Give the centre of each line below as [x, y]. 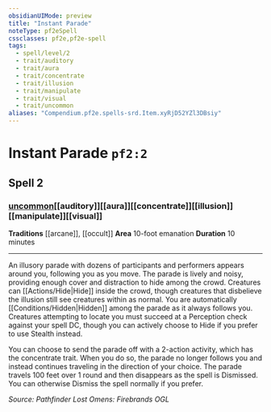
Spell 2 [26, 183]
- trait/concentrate [50, 76]
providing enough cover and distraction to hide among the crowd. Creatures [135, 282]
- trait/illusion [45, 83]
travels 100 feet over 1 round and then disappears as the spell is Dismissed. [133, 375]
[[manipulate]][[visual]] [56, 216]
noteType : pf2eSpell [43, 31]
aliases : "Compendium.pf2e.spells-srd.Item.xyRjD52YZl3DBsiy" [115, 114]
